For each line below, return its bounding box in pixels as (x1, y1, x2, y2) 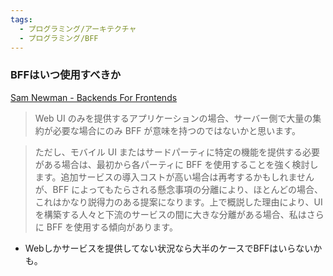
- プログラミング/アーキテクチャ (19, 24, 137, 34)
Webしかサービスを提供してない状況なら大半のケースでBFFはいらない (24, 242, 314, 254)
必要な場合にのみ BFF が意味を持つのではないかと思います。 (52, 124, 301, 136)
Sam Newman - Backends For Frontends (10, 91, 178, 103)
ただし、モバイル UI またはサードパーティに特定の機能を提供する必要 (34, 146, 321, 158)
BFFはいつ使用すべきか (10, 68, 122, 82)
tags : (10, 14, 33, 25)
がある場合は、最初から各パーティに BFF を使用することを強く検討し (34, 158, 319, 170)
